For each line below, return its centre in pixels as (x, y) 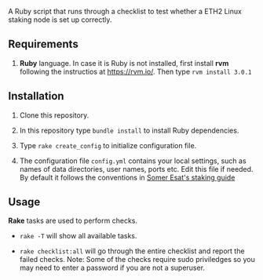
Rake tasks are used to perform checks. (73, 221)
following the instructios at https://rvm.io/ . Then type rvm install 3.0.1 (135, 71)
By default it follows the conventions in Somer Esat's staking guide (127, 177)
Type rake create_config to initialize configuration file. (108, 145)
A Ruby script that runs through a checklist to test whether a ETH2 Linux (125, 11)
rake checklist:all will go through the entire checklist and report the (132, 251)
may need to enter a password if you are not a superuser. (112, 268)
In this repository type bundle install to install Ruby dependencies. (129, 130)
